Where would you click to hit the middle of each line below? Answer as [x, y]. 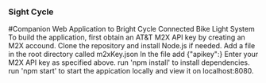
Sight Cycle [31, 12]
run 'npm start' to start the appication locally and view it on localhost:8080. [131, 71]
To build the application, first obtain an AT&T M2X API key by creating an [127, 37]
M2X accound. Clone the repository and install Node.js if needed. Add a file [132, 46]
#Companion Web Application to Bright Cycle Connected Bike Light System [132, 29]
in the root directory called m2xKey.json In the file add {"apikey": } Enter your [133, 55]
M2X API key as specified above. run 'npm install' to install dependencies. [129, 62]
